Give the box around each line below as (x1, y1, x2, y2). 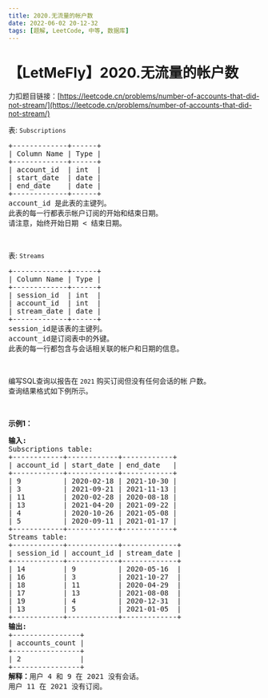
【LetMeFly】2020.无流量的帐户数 (8, 63, 239, 82)
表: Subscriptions (8, 126, 66, 135)
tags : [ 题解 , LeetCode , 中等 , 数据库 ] (8, 26, 130, 34)
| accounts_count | (8, 639, 85, 648)
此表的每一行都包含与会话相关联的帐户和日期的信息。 (8, 345, 184, 353)
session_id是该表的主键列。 (8, 325, 107, 333)
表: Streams (8, 251, 46, 261)
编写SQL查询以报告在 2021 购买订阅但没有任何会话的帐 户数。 (8, 377, 211, 386)
